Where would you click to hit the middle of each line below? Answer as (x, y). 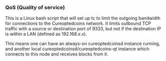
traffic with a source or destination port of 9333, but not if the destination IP (83, 29)
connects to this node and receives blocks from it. (57, 54)
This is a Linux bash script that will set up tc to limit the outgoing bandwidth (83, 18)
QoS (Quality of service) (35, 7)
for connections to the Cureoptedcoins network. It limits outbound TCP (78, 23)
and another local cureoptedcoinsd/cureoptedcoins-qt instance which (77, 49)
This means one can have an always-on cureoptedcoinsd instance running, (83, 44)
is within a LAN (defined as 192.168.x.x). (46, 34)
